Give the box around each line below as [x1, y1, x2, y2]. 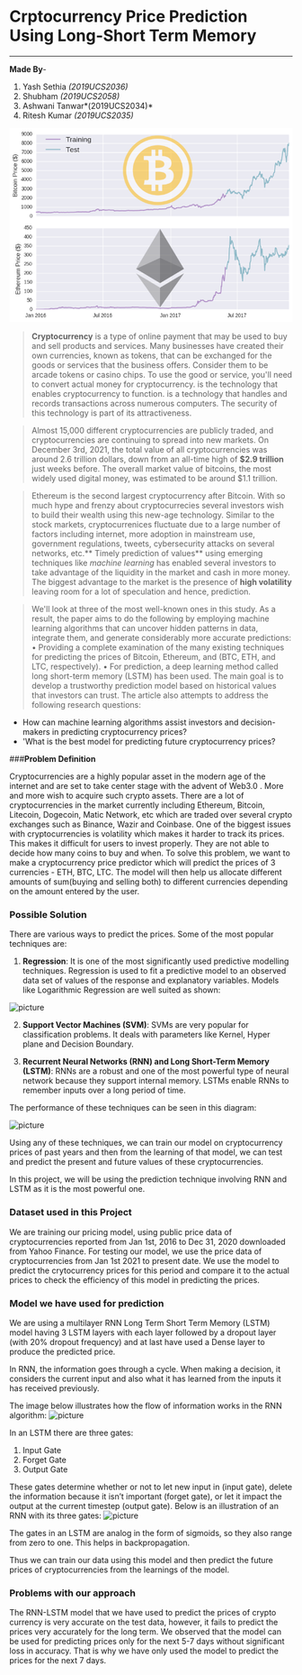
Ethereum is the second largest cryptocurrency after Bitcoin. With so [31, 490, 286, 501]
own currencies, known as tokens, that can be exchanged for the [31, 350, 272, 362]
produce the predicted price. [9, 1346, 116, 1357]
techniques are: [9, 938, 67, 949]
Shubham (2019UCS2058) [22, 90, 120, 101]
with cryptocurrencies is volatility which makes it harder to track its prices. [9, 828, 285, 839]
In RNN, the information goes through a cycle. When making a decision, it [9, 1363, 281, 1374]
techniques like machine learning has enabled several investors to [31, 557, 277, 569]
